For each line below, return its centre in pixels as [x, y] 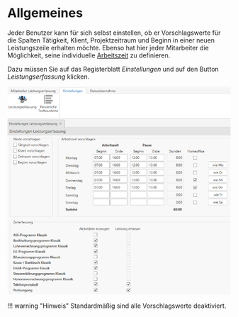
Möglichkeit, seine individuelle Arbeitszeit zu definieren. [89, 55]
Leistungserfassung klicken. [49, 77]
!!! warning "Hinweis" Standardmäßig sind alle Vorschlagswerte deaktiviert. [117, 306]
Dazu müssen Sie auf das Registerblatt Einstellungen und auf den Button [113, 69]
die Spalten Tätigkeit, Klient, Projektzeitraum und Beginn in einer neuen [111, 40]
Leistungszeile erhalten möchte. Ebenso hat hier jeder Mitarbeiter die [108, 48]
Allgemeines [45, 13]
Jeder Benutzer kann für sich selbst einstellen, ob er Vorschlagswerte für [114, 33]
